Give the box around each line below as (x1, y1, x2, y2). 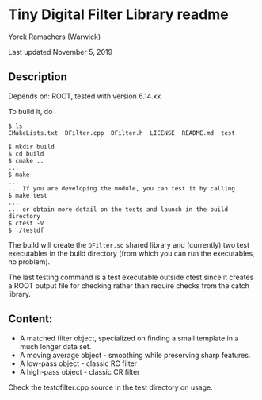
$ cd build (8, 149, 44, 158)
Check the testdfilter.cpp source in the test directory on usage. (8, 383, 214, 392)
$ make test (8, 191, 47, 199)
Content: (8, 312, 53, 326)
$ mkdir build (8, 143, 55, 151)
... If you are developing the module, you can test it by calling (8, 184, 236, 192)
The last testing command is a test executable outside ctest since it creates (8, 272, 254, 282)
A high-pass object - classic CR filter (19, 367, 140, 376)
